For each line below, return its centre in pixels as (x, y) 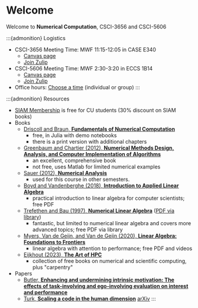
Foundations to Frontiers (54, 242)
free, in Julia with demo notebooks (74, 135)
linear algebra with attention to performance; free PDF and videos (112, 248)
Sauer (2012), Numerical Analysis (65, 173)
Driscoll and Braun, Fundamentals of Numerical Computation (99, 129)
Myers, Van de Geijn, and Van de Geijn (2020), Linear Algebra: (100, 236)
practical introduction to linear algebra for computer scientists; (108, 198)
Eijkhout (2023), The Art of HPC (63, 254)
